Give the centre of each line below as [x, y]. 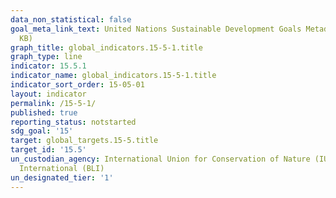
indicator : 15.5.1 [48, 66]
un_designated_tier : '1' [62, 177]
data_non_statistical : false [71, 19]
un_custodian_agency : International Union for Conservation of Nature [160, 159]
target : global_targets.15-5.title [84, 141]
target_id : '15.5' [48, 150]
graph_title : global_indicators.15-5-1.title [106, 47]
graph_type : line [46, 57]
